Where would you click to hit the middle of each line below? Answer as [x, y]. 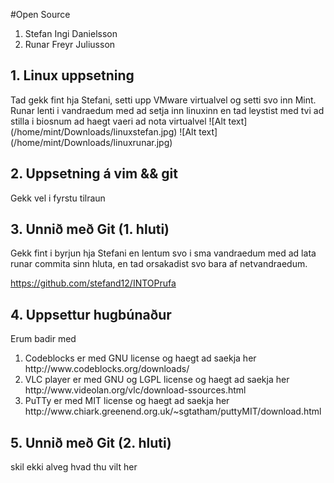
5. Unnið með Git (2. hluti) [91, 442]
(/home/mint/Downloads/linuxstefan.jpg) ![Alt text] [114, 131]
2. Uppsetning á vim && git [94, 174]
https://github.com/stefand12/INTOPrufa [93, 283]
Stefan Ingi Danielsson [71, 33]
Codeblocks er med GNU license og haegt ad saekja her [140, 358]
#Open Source [40, 14]
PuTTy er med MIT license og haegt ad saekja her [127, 401]
